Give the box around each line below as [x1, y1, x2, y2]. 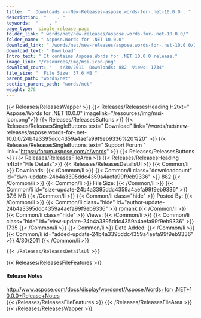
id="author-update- [116, 198, 165, 205]
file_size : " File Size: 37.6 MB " [6, 70, 98, 76]
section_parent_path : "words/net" [6, 81, 93, 87]
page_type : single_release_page [6, 25, 90, 32]
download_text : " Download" [6, 48, 77, 54]
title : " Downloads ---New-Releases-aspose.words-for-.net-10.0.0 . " [6, 8, 191, 15]
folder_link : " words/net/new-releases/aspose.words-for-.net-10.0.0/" [6, 31, 188, 37]
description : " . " [6, 14, 66, 20]
